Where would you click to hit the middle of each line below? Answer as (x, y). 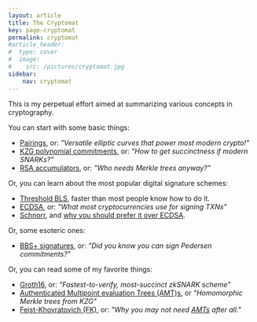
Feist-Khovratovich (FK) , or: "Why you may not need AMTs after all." (130, 309)
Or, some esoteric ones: (47, 230)
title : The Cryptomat (44, 23)
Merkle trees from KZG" (58, 301)
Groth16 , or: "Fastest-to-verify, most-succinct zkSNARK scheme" (125, 284)
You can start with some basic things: (69, 128)
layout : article (35, 15)
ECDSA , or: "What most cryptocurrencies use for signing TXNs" (123, 206)
